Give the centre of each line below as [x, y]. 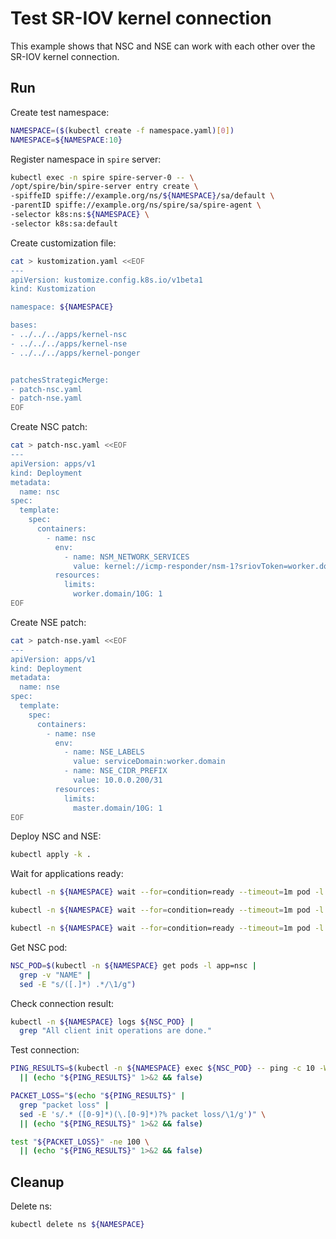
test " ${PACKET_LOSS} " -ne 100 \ [80, 1142]
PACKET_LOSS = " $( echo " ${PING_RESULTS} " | [98, 1096]
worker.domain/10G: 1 [118, 594]
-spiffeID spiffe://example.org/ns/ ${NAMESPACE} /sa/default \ [142, 196]
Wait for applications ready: [67, 874]
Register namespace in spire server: [86, 159]
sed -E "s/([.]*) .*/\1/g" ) [78, 984]
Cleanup [37, 1182]
